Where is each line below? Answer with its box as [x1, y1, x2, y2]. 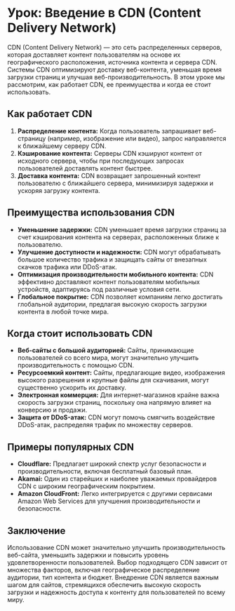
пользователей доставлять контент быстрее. [17, 163, 153, 173]
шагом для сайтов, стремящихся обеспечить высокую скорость [7, 581, 201, 589]
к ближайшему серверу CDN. [17, 142, 107, 150]
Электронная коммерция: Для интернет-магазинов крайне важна [17, 391, 220, 399]
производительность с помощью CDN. [17, 361, 135, 370]
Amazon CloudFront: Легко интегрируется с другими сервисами [17, 490, 213, 498]
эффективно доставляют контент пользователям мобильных [17, 277, 200, 286]
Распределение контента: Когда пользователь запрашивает [17, 126, 201, 135]
